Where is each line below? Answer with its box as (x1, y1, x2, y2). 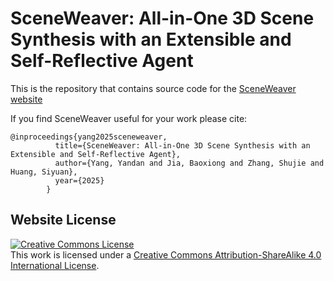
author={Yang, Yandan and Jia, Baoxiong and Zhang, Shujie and (54, 158, 325, 168)
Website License (10, 212, 117, 229)
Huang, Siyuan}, (10, 167, 78, 177)
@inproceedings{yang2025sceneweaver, (10, 132, 168, 142)
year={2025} (54, 175, 105, 186)
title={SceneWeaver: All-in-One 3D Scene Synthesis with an (54, 140, 311, 151)
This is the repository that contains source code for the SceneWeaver (10, 82, 297, 94)
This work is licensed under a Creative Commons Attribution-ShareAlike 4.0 (10, 248, 322, 261)
